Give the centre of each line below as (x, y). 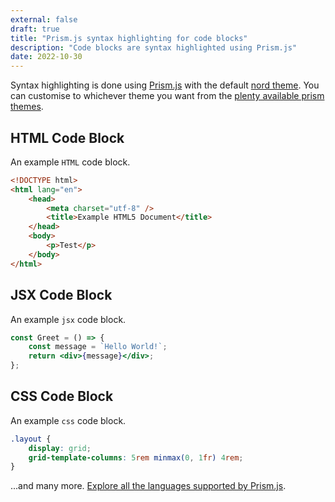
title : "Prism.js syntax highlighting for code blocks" (129, 38)
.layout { (31, 439)
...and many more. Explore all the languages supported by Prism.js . (148, 486)
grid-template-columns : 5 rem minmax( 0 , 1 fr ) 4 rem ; (136, 457)
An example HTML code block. (70, 162)
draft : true (35, 29)
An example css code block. (68, 420)
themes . (27, 107)
